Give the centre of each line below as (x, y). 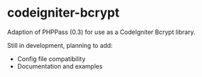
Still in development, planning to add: (60, 45)
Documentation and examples (60, 66)
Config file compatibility (51, 59)
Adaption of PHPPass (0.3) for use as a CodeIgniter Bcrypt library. (101, 32)
